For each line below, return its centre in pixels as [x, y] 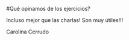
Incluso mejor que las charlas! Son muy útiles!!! [65, 20]
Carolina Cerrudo [28, 32]
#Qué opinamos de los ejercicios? [48, 9]
